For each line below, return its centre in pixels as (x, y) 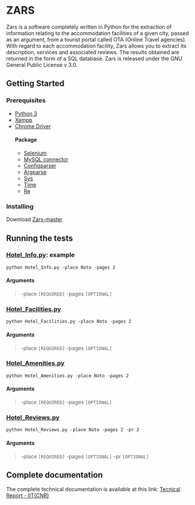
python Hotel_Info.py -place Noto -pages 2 (61, 267)
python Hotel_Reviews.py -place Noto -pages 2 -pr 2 (73, 430)
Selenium (35, 153)
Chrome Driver (33, 126)
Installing (20, 206)
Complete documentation (54, 475)
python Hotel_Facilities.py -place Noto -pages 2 (69, 322)
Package (26, 140)
